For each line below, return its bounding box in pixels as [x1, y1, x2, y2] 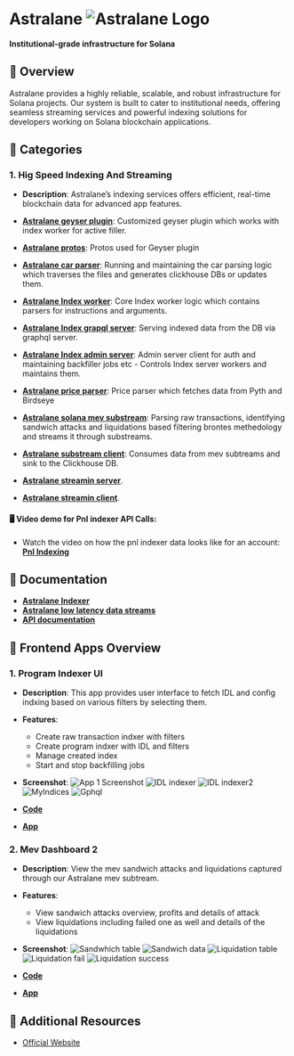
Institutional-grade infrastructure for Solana [9, 38, 176, 49]
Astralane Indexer [21, 595, 91, 606]
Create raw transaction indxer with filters [35, 732, 185, 742]
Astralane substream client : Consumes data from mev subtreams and [21, 448, 281, 459]
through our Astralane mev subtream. [21, 873, 160, 884]
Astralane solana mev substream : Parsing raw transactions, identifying [21, 413, 286, 423]
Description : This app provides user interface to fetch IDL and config [21, 687, 276, 699]
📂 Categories [9, 143, 83, 158]
